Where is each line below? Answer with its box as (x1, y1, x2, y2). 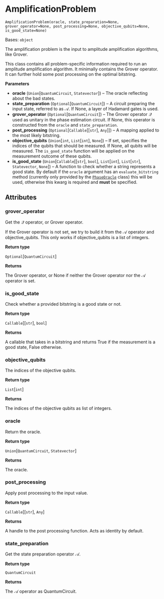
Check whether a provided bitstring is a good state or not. (5, 301, 122, 307)
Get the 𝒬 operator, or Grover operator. (5, 219, 84, 225)
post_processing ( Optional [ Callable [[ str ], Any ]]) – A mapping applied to (12, 127, 160, 133)
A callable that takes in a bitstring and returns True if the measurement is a (5, 339, 156, 345)
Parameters (5, 81, 29, 87)
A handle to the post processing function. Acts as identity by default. (5, 528, 143, 533)
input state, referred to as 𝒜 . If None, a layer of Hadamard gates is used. (12, 106, 159, 111)
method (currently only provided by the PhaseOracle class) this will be (12, 174, 153, 179)
